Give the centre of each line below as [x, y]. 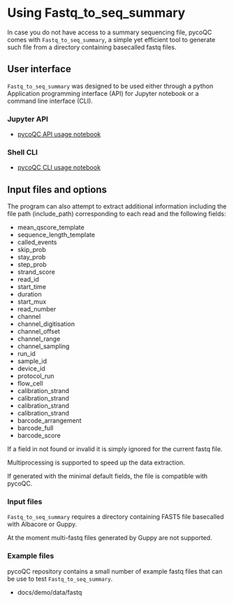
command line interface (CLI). [50, 101]
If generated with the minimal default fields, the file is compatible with [108, 476]
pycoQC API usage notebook [59, 134]
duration [29, 295]
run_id [27, 354]
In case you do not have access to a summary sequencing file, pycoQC [110, 32]
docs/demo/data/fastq [50, 592]
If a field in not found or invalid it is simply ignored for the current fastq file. [115, 449]
